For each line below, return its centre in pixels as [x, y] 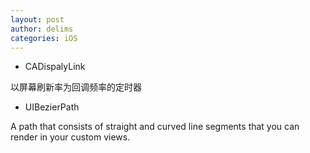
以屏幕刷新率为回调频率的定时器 [76, 87]
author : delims [42, 29]
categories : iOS [44, 38]
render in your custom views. [70, 137]
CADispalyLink [55, 67]
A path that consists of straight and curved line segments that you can [155, 127]
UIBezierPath [52, 107]
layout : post [37, 19]
